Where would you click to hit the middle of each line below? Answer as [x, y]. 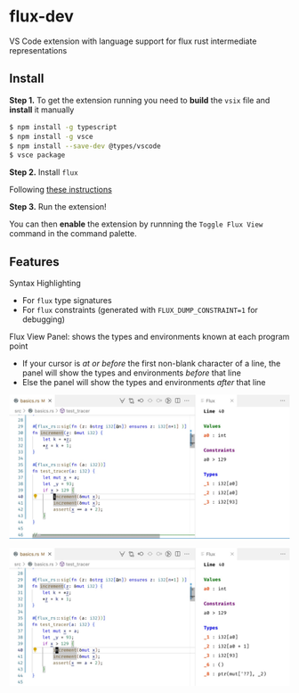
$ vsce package [37, 155]
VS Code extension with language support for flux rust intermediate [133, 41]
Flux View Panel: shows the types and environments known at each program [149, 337]
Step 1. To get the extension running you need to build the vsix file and [140, 100]
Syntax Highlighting [45, 284]
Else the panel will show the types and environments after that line [144, 383]
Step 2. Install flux [44, 172]
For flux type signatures [67, 301]
